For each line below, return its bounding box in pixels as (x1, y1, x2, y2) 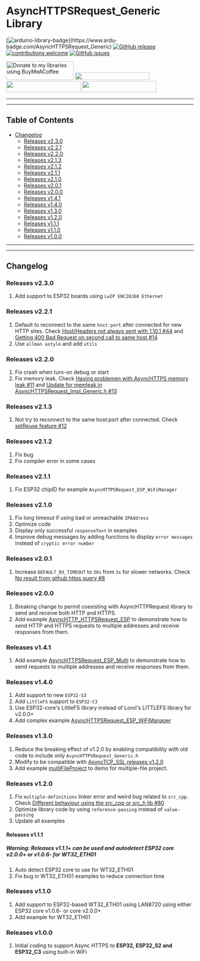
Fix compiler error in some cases (14, 457, 96, 464)
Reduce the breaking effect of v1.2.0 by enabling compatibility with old (14, 745, 188, 753)
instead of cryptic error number (14, 539, 95, 547)
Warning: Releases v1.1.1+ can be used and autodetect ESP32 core (6, 845, 174, 852)
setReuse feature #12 (14, 422, 67, 429)
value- (164, 807, 180, 813)
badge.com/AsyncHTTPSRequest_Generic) (6, 43, 112, 50)
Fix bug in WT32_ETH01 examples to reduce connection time (14, 872, 165, 879)
